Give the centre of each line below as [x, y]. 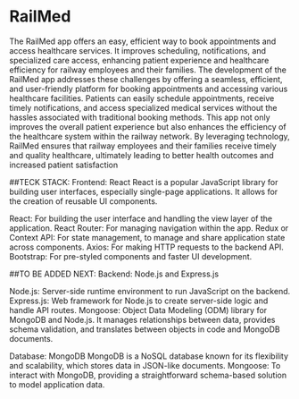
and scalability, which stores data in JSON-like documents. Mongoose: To [145, 365]
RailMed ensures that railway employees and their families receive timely [143, 146]
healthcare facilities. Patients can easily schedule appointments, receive [142, 98]
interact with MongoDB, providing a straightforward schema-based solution [148, 375]
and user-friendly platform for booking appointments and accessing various [149, 89]
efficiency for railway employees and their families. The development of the [148, 70]
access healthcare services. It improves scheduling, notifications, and [137, 50]
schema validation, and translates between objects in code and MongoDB [145, 329]
